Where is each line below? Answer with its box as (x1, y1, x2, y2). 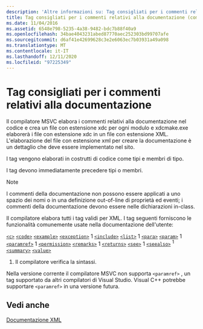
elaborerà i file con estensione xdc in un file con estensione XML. (6, 131, 169, 138)
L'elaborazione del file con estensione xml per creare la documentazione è (6, 137, 192, 145)
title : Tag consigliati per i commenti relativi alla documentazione (6, 14, 185, 20)
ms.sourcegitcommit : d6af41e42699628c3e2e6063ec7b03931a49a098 (6, 37, 169, 43)
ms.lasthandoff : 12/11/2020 (6, 54, 77, 60)
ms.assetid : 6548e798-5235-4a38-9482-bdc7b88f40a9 (6, 25, 137, 32)
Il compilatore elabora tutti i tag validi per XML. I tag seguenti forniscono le (6, 215, 192, 222)
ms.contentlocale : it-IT (6, 48, 69, 54)
